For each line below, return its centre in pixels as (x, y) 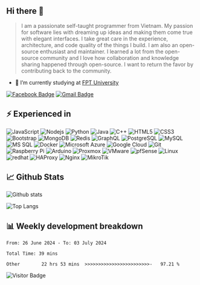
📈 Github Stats (35, 177)
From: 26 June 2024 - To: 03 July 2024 (56, 243)
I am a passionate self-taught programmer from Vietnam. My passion (107, 25)
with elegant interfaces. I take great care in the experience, (94, 38)
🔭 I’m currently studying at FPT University (67, 82)
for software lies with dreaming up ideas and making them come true (107, 32)
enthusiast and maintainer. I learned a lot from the (102, 51)
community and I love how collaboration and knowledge (109, 57)
